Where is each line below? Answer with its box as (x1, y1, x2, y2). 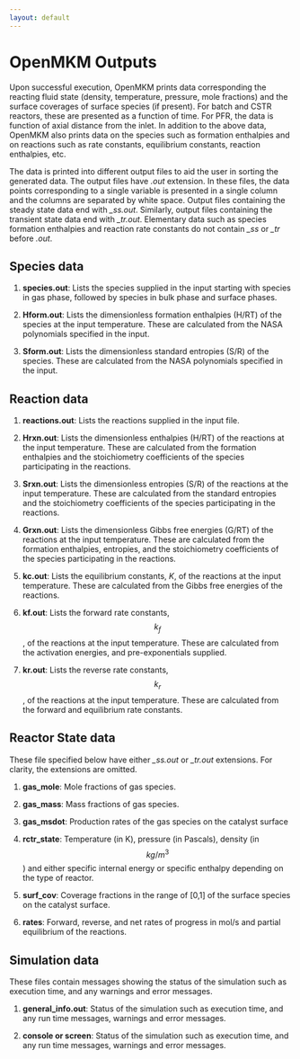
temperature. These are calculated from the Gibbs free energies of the (22, 581, 283, 592)
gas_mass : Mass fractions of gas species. (22, 798, 180, 809)
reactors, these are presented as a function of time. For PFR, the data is (9, 110, 274, 121)
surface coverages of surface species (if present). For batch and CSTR (9, 101, 272, 111)
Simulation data (9, 952, 100, 967)
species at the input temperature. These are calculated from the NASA (22, 319, 283, 330)
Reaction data (9, 391, 89, 406)
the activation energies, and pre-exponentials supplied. (22, 646, 227, 657)
